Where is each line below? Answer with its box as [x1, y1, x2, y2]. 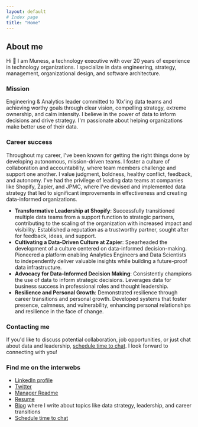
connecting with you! [6, 349, 57, 356]
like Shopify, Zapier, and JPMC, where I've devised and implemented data [6, 183, 186, 190]
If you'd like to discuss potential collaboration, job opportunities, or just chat [6, 336, 191, 343]
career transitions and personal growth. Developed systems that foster [14, 295, 187, 302]
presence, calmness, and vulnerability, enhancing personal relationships [14, 301, 191, 309]
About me [6, 41, 43, 52]
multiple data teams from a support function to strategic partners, [14, 213, 175, 220]
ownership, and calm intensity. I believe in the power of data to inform [6, 111, 176, 118]
